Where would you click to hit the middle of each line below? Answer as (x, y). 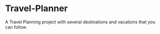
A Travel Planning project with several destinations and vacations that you (80, 22)
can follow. (16, 27)
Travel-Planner (37, 8)
